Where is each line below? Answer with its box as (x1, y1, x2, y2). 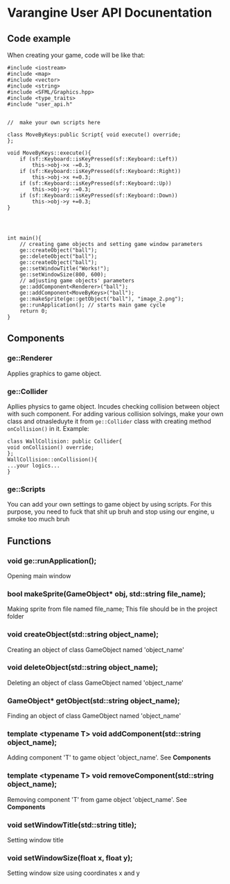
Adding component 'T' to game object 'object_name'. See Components (7, 753, 211, 762)
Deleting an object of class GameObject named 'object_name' (7, 678, 184, 687)
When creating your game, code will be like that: (7, 51, 145, 59)
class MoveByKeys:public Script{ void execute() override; (7, 131, 182, 138)
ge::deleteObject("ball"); (19, 253, 98, 260)
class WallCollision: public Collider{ (7, 438, 123, 445)
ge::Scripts (7, 484, 46, 494)
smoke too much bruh (7, 515, 70, 523)
